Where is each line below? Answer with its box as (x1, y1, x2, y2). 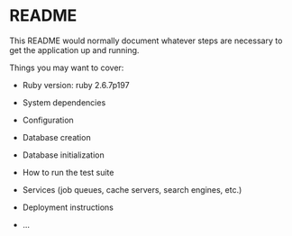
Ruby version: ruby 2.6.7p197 (22, 79, 130, 90)
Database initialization (22, 150, 105, 160)
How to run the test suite (22, 167, 114, 177)
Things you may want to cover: (9, 62, 124, 73)
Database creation (22, 132, 92, 142)
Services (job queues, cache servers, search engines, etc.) (22, 184, 242, 195)
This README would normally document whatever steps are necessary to (9, 35, 283, 46)
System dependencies (22, 96, 106, 108)
